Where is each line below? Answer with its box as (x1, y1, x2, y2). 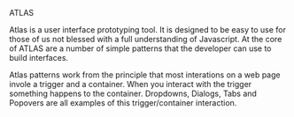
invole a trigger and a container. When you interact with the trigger (9, 79, 252, 89)
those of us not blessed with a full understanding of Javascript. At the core (9, 34, 282, 44)
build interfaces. (9, 53, 69, 62)
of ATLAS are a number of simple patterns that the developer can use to (9, 43, 272, 54)
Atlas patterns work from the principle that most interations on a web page (9, 69, 281, 80)
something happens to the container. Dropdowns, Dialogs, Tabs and (9, 88, 257, 99)
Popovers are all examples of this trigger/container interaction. (9, 98, 237, 108)
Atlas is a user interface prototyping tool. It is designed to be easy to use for (9, 25, 286, 34)
